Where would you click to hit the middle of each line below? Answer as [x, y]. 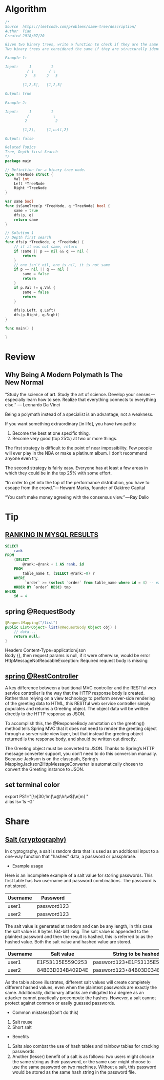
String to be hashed [136, 954]
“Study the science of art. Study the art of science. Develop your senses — [80, 394]
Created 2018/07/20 [25, 36]
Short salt [22, 1027]
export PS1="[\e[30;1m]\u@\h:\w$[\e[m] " [47, 796]
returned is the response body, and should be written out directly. [71, 739]
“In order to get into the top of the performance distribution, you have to [77, 482]
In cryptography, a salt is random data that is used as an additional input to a [82, 851]
